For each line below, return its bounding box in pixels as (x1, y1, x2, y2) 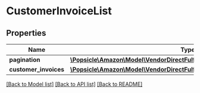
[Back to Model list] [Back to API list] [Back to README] (6, 80, 143, 88)
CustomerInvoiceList (6, 4, 112, 18)
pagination (9, 55, 40, 64)
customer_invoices (9, 66, 64, 73)
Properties (6, 28, 46, 38)
